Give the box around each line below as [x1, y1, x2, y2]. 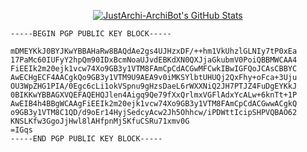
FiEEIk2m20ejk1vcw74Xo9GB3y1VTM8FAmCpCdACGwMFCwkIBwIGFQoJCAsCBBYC [10, 64, 298, 74]
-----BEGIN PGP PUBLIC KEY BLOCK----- [10, 29, 172, 39]
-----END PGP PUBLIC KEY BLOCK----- [10, 134, 163, 144]
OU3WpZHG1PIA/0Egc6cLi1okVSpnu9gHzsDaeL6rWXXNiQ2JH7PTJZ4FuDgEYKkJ [10, 81, 298, 91]
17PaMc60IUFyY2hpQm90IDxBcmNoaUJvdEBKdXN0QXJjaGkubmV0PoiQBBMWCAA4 [10, 55, 298, 65]
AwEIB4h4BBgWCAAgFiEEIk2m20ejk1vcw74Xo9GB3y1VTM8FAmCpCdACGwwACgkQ [10, 99, 298, 109]
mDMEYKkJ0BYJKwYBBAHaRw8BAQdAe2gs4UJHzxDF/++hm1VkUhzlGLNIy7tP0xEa [10, 46, 298, 56]
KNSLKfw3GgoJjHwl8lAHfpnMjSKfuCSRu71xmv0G [10, 116, 190, 126]
